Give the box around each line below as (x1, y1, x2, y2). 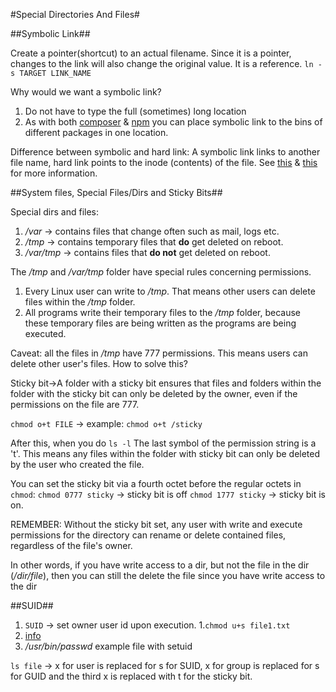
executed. (24, 328, 67, 339)
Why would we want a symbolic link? (10, 86, 162, 98)
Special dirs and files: (10, 206, 100, 218)
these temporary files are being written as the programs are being (24, 317, 297, 329)
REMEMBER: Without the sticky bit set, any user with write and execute (10, 519, 303, 530)
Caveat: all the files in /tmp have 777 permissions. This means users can (10, 347, 308, 359)
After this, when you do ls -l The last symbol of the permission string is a (10, 437, 317, 449)
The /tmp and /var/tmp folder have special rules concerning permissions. (10, 266, 312, 278)
